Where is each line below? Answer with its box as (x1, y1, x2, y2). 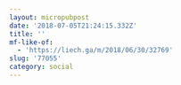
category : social (9, 63, 74, 72)
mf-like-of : (9, 37, 53, 47)
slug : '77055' (9, 54, 62, 63)
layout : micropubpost (9, 12, 90, 22)
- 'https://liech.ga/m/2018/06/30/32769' (17, 46, 174, 55)
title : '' (9, 29, 46, 38)
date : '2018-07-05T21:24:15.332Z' (9, 21, 138, 30)
